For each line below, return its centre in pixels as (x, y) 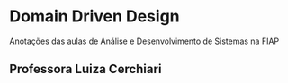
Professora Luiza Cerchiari (85, 69)
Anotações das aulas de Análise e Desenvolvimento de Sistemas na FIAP (144, 41)
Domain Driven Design (94, 17)
